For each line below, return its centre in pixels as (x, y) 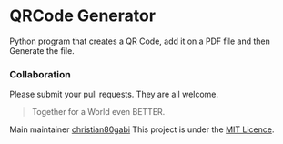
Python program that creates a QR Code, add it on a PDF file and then (140, 41)
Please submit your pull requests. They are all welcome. (114, 94)
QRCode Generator (83, 16)
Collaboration (40, 74)
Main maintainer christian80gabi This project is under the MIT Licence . (142, 129)
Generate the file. (42, 50)
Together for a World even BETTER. (98, 112)
